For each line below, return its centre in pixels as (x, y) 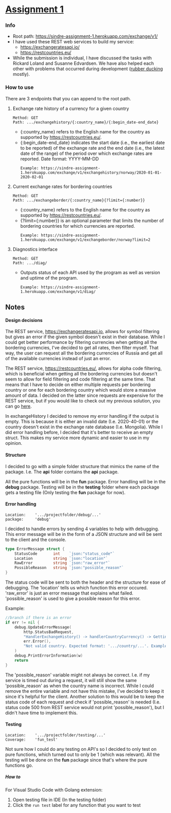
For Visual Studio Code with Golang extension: (54, 790)
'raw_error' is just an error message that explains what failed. (69, 593)
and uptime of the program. (49, 278)
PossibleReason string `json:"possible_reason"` (69, 568)
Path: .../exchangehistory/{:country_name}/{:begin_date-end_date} (85, 122)
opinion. (14, 443)
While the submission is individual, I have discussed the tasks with (82, 58)
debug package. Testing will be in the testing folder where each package (82, 487)
